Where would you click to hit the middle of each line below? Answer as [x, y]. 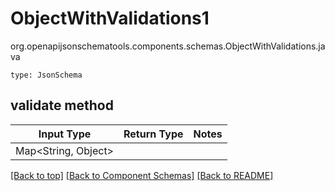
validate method [62, 105]
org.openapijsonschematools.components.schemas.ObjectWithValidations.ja [168, 46]
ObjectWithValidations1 [110, 18]
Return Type [153, 134]
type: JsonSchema [46, 75]
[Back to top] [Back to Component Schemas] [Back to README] [142, 175]
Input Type [65, 134]
